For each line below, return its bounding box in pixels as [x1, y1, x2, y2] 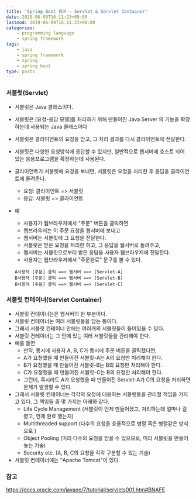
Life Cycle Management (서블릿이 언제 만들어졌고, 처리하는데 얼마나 [23, 405, 181, 412]
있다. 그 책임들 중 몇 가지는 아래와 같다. [20, 398, 110, 405]
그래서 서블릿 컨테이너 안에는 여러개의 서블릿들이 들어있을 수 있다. [14, 325, 165, 332]
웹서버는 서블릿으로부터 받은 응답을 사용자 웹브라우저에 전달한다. [23, 249, 171, 256]
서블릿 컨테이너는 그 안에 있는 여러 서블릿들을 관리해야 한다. [14, 332, 151, 339]
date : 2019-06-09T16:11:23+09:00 [6, 14, 88, 20]
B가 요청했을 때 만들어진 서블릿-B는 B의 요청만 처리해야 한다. [23, 361, 163, 369]
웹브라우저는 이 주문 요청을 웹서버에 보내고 [23, 226, 121, 234]
